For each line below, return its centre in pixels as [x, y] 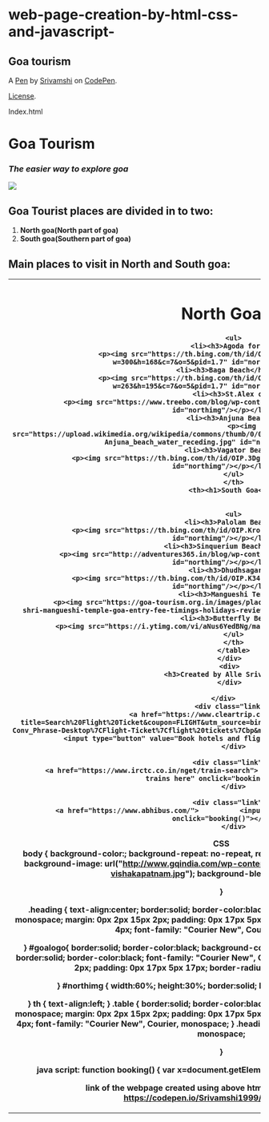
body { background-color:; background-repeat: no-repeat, [138, 854]
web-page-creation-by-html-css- [123, 15]
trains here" [170, 779]
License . [22, 96]
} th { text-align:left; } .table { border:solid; [109, 1004]
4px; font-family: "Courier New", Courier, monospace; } [125, 1024]
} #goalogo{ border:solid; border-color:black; [112, 948]
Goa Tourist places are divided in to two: [111, 211]
